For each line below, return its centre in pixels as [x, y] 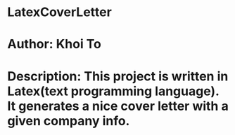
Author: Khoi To [55, 44]
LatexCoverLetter [60, 12]
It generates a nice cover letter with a [118, 106]
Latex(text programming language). [113, 91]
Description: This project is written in [118, 76]
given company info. [69, 121]
